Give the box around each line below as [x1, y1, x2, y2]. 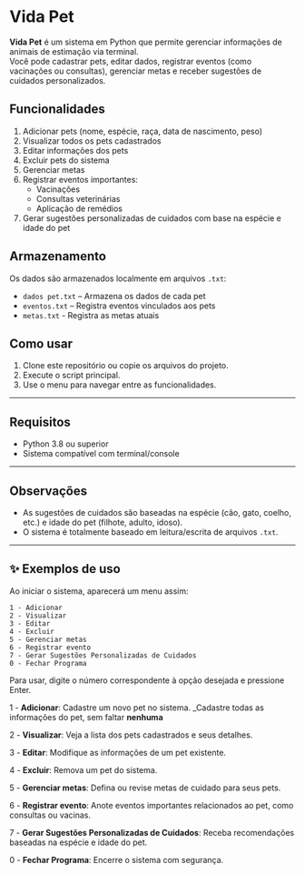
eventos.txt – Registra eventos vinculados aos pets [22, 300, 216, 311]
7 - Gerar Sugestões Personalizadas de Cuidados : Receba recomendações [9, 827, 295, 838]
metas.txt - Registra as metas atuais [22, 309, 160, 320]
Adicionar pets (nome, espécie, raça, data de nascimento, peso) [22, 126, 263, 136]
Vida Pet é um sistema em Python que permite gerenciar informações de [9, 36, 283, 47]
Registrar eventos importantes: [22, 174, 139, 185]
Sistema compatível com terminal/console [22, 448, 180, 459]
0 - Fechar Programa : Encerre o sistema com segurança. [9, 854, 224, 865]
